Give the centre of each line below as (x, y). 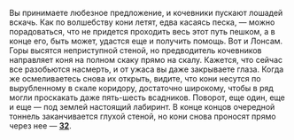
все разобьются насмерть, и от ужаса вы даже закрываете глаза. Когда (147, 69)
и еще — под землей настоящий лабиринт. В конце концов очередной (142, 107)
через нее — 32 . (41, 126)
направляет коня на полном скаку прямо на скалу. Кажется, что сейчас (146, 60)
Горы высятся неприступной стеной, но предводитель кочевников (136, 51)
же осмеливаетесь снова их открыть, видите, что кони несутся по (135, 78)
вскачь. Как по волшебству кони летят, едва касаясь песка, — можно (142, 22)
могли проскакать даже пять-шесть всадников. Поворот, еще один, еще (147, 97)
